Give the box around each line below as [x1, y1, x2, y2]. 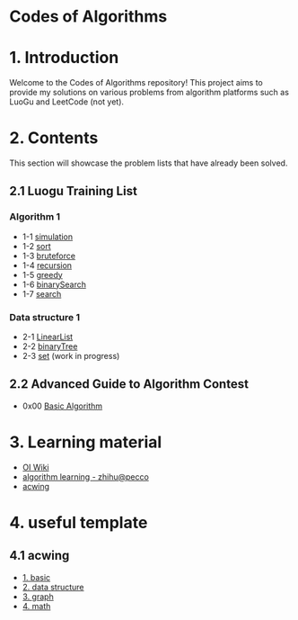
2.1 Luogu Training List [9, 184, 137, 199]
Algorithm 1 [9, 211, 61, 223]
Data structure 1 [9, 310, 81, 323]
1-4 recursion [22, 259, 73, 271]
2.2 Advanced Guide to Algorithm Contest [9, 376, 250, 392]
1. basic [22, 571, 51, 582]
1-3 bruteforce [22, 250, 76, 261]
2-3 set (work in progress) [22, 351, 120, 362]
